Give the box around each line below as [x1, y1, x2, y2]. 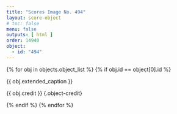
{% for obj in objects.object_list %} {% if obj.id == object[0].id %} [6, 66, 172, 73]
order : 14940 [6, 37, 40, 44]
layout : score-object [6, 15, 62, 21]
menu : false [6, 26, 37, 32]
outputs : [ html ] [6, 32, 53, 38]
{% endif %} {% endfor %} [6, 101, 74, 108]
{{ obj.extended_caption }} [6, 77, 73, 85]
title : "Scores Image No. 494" [6, 9, 86, 15]
